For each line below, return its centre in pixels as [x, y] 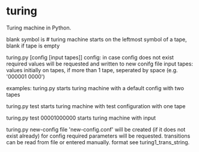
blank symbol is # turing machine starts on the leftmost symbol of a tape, [97, 39]
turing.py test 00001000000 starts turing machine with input [81, 118]
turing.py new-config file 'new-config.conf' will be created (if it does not [96, 129]
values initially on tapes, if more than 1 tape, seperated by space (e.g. [92, 70]
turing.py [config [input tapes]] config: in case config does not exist [90, 57]
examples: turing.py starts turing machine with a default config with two [95, 88]
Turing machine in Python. [39, 28]
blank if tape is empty [33, 46]
